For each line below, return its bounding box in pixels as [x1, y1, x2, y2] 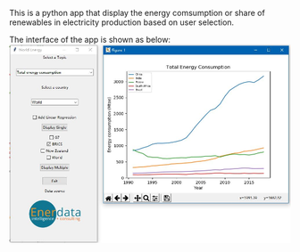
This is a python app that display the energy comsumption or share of [9, 8, 265, 18]
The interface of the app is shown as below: [9, 35, 171, 45]
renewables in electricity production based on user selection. [9, 17, 235, 28]
